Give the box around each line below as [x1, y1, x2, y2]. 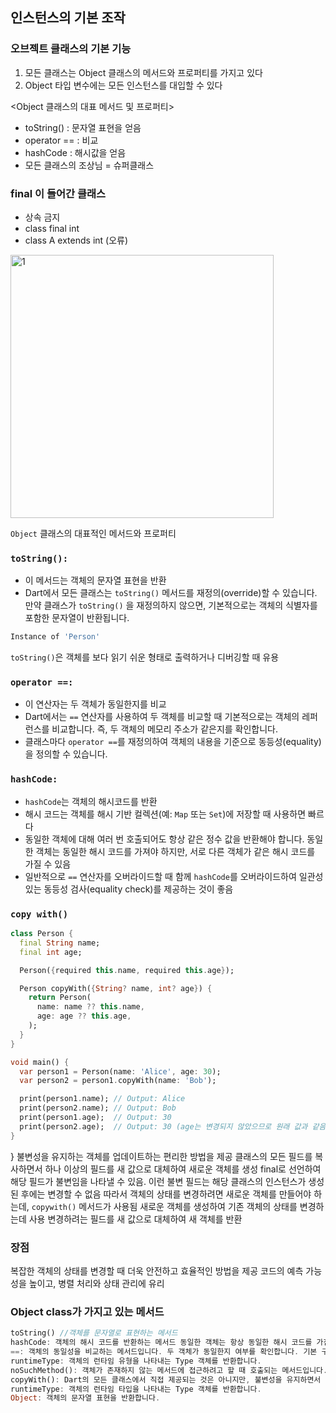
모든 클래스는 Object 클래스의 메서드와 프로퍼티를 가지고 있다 [24, 66, 263, 78]
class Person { [10, 929, 74, 939]
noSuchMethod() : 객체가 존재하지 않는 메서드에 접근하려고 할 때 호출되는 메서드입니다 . [10, 1365, 328, 1375]
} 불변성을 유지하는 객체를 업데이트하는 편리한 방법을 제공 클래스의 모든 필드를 [10, 1150, 313, 1162]
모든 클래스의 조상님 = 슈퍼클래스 [24, 159, 155, 171]
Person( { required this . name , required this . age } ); [19, 965, 235, 975]
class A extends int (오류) [24, 234, 129, 246]
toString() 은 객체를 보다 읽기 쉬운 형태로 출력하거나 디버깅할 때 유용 [10, 651, 280, 663]
